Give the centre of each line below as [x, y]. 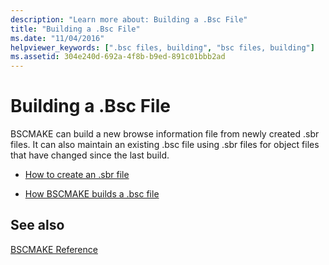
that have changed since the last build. [90, 155]
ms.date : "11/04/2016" [57, 38]
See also [37, 225]
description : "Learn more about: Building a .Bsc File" [129, 19]
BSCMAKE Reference [54, 249]
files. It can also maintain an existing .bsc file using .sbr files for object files [165, 145]
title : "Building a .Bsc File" [75, 29]
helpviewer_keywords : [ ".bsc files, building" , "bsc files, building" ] [162, 47]
